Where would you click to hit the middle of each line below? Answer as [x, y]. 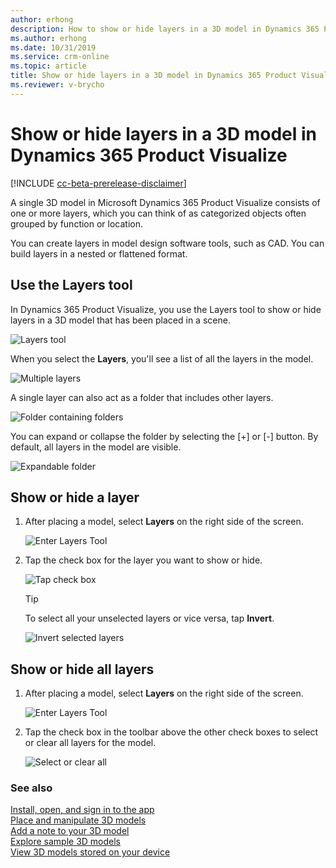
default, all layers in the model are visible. [96, 447]
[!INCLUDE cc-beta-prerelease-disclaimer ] [98, 183]
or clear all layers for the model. [90, 743]
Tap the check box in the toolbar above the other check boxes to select [171, 732]
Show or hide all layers [82, 669]
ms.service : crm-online [60, 57]
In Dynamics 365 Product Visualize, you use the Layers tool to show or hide [166, 309]
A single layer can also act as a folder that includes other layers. [142, 397]
